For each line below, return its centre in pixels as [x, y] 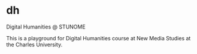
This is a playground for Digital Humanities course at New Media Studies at [99, 38]
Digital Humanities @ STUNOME [46, 27]
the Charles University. [34, 45]
